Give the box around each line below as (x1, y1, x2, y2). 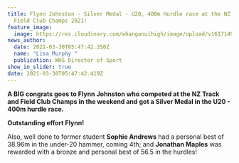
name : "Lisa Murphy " (14, 51, 78, 58)
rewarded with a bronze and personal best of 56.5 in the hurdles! (7, 147, 198, 156)
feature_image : (7, 23, 53, 31)
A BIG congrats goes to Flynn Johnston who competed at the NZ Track (7, 90, 220, 98)
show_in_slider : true (7, 63, 72, 70)
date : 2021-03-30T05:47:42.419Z (7, 70, 103, 77)
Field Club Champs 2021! (14, 17, 87, 24)
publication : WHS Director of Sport (14, 57, 122, 64)
